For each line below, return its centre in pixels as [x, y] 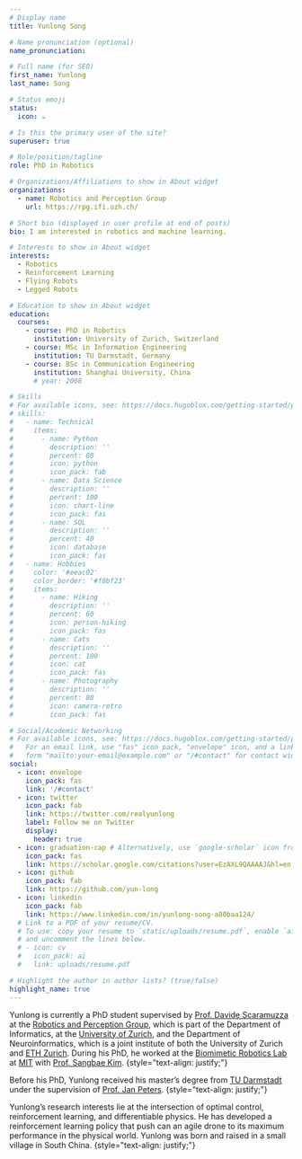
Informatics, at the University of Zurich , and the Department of [125, 1033]
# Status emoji [38, 100]
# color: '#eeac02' [54, 572]
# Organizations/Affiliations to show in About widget [114, 182]
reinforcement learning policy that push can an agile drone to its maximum [147, 1126]
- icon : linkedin [50, 898]
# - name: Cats [50, 639]
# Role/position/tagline [56, 157]
